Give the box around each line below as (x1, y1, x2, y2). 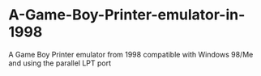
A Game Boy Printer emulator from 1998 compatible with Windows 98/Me (8, 49, 254, 59)
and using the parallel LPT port (8, 58, 112, 68)
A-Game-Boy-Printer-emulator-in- (8, 6, 246, 24)
